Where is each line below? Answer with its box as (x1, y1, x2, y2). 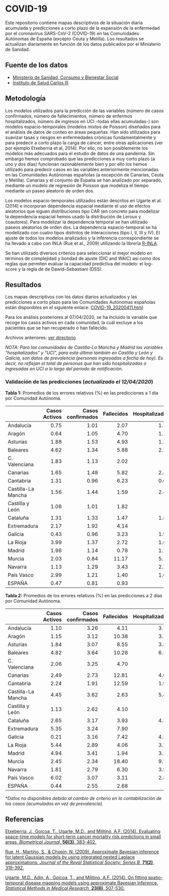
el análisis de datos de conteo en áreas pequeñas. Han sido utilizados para (5, 129, 160, 135)
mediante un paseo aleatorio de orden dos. (5, 188, 95, 194)
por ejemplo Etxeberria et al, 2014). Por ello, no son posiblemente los (5, 145, 148, 151)
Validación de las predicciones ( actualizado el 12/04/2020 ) (5, 378, 153, 385)
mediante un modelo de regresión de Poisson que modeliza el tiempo (5, 182, 149, 189)
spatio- (148, 874, 163, 880)
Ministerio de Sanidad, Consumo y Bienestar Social (12, 74, 119, 80)
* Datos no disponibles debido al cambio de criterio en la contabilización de (5, 795, 162, 801)
